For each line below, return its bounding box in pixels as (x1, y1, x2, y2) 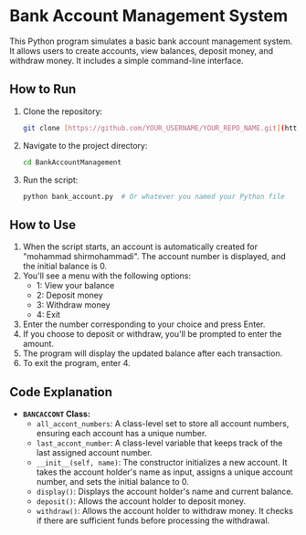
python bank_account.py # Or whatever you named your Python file (22, 192, 285, 201)
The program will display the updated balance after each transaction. (22, 348, 283, 359)
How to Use (9, 216, 77, 233)
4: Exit (36, 309, 61, 320)
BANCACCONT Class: (22, 408, 91, 419)
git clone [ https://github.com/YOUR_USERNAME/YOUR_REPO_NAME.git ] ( (22, 123, 286, 132)
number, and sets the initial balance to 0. (36, 477, 190, 487)
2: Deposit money (36, 289, 103, 301)
